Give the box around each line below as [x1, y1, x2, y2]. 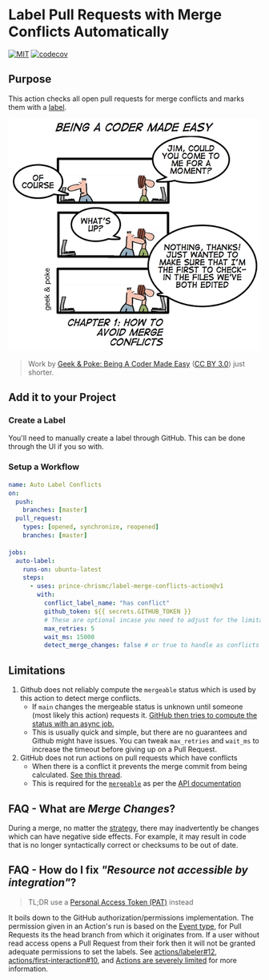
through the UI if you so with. [8, 441, 104, 451]
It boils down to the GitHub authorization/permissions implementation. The [8, 913, 254, 922]
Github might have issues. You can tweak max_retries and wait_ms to [31, 736, 259, 746]
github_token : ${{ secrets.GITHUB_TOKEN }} [43, 607, 192, 615]
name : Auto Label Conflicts [8, 480, 102, 488]
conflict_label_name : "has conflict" [43, 599, 171, 607]
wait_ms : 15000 [43, 633, 94, 641]
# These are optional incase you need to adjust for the [43, 616, 239, 624]
